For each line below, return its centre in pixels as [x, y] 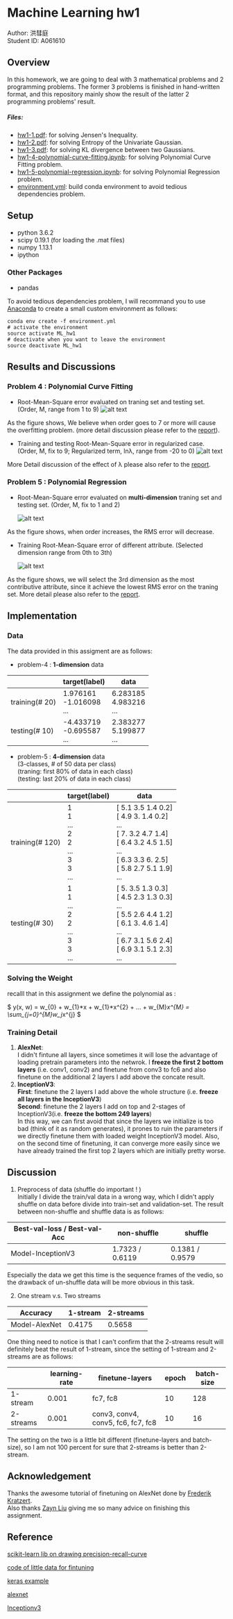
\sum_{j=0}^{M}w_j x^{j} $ [44, 1014]
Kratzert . [20, 1500]
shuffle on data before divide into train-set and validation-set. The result [120, 1204]
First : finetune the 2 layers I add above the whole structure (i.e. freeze [118, 1092]
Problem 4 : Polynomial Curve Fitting [70, 387]
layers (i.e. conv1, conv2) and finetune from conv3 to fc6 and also [112, 1070]
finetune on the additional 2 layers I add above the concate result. [111, 1077]
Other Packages [35, 272]
